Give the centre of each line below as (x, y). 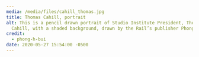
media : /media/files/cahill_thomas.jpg (55, 12)
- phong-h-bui (29, 39)
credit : (16, 34)
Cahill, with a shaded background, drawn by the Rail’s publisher (95, 28)
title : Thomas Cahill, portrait (46, 17)
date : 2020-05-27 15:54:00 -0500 (47, 45)
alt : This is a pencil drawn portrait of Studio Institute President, (95, 23)
